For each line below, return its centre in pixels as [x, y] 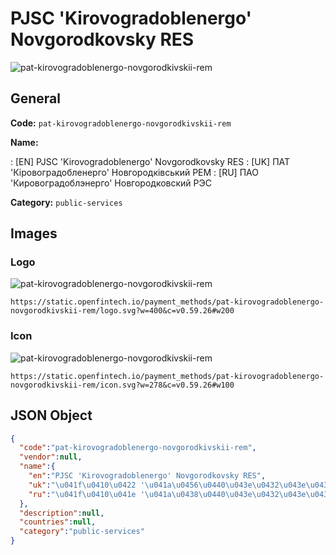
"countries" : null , [58, 522]
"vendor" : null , [51, 457]
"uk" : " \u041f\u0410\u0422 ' [86, 485]
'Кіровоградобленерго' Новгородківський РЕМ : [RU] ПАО [134, 172]
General [36, 98]
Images [34, 233]
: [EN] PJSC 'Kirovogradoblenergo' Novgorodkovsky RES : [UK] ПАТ [150, 161]
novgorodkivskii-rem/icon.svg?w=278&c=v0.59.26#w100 [122, 385]
